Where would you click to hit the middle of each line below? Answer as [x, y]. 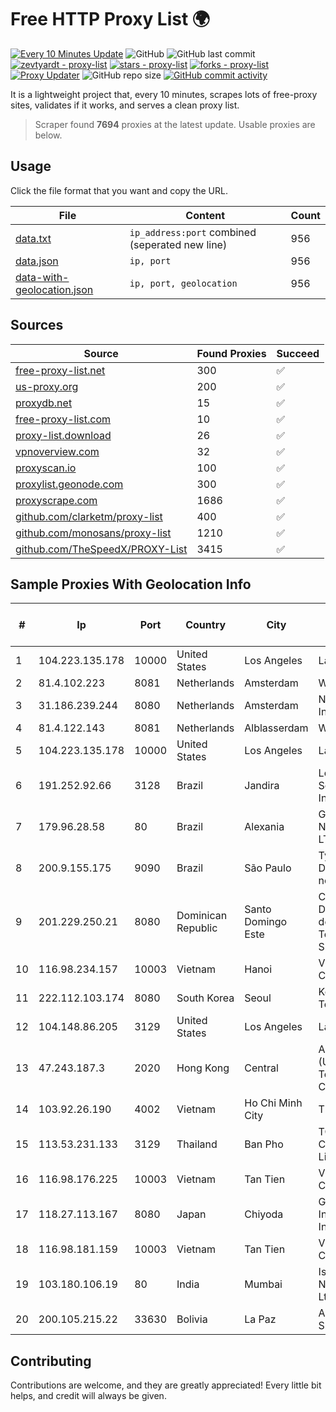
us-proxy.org [47, 386]
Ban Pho [264, 1144]
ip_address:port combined [193, 232]
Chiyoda [264, 1214]
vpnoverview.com [57, 451]
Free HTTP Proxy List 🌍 [110, 19]
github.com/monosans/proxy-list [93, 533]
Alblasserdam [276, 728]
